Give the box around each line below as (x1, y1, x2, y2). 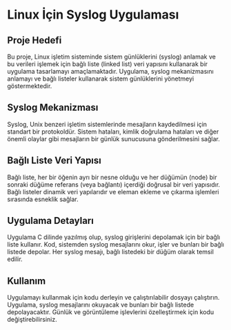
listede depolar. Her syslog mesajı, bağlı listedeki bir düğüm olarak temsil (7, 248, 214, 256)
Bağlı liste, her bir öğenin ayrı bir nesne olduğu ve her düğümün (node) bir (7, 173, 217, 181)
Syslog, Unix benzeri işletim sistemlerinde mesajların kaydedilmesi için (7, 120, 208, 128)
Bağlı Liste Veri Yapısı (7, 155, 102, 167)
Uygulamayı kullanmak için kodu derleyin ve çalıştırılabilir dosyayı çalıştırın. (7, 293, 220, 302)
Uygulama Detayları (7, 215, 94, 227)
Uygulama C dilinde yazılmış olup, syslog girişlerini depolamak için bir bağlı (7, 233, 221, 241)
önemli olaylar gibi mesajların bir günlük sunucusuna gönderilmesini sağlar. (7, 134, 221, 143)
